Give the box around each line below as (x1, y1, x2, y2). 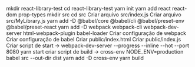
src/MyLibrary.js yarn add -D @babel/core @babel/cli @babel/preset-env (6, 17, 184, 24)
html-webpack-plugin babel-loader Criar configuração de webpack (23, 30, 187, 37)
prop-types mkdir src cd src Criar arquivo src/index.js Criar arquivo (18, 11, 181, 18)
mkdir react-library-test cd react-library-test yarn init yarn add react (6, 5, 171, 12)
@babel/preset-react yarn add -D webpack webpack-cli (6, 23, 143, 30)
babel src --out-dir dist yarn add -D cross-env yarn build (6, 55, 144, 61)
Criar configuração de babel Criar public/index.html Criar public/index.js (6, 36, 181, 43)
